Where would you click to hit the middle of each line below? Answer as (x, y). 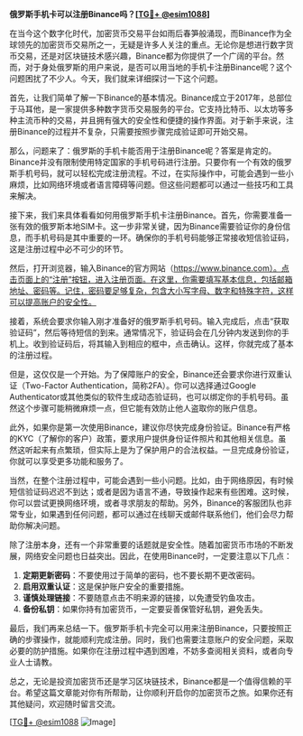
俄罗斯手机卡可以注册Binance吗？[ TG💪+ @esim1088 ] (110, 14)
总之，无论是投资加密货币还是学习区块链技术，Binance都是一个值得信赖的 (147, 681)
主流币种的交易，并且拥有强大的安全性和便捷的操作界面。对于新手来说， (151, 120)
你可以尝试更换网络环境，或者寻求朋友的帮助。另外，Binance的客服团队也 (147, 503)
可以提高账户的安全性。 (53, 302)
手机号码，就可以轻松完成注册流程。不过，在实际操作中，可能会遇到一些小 (155, 173)
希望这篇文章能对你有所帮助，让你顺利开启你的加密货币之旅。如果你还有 (159, 693)
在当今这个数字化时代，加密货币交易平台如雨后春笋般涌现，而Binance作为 (147, 33)
